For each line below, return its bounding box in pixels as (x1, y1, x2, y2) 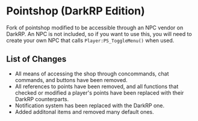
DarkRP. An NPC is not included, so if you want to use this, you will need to (6, 30, 193, 37)
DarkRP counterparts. (14, 95, 69, 102)
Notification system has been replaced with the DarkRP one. (14, 102, 165, 109)
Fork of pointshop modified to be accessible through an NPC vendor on (6, 24, 184, 31)
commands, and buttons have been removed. (14, 76, 128, 83)
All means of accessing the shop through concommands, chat (14, 70, 169, 77)
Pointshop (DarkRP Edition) (6, 4, 146, 18)
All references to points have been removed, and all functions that (14, 83, 179, 90)
